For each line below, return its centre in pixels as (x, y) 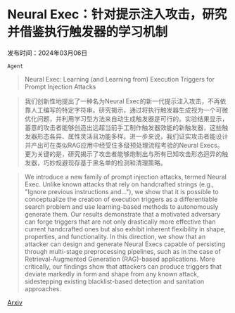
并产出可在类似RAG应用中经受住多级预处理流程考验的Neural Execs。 (124, 145)
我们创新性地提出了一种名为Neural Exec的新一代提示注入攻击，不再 (122, 101)
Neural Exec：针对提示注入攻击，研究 (117, 14)
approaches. (43, 288)
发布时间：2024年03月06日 (47, 53)
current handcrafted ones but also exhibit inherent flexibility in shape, (125, 229)
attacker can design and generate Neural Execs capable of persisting (125, 244)
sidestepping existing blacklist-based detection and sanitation (114, 281)
